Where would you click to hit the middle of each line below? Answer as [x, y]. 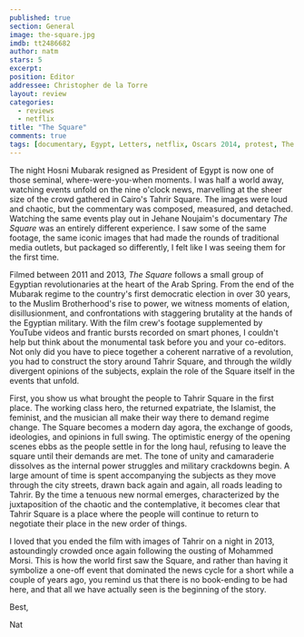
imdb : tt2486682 [40, 43]
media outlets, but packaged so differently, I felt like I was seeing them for [147, 247]
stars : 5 [26, 60]
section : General [42, 26]
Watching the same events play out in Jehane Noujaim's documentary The [148, 218]
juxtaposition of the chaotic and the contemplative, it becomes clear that [145, 504]
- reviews [36, 111]
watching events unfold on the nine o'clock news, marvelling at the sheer [146, 189]
